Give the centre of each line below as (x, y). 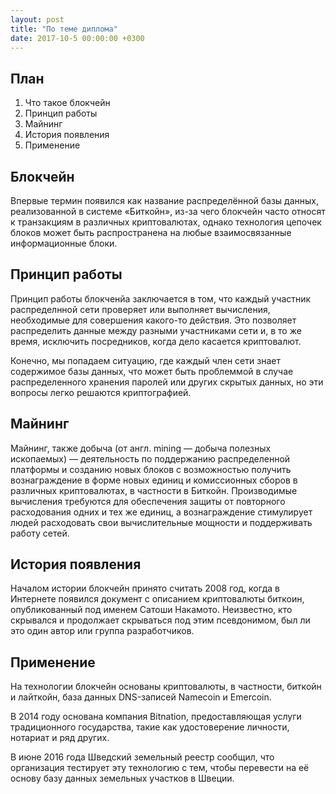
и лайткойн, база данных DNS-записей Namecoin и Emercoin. (141, 697)
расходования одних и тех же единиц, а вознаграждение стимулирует (161, 512)
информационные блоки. (64, 243)
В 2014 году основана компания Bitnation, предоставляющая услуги (156, 717)
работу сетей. (40, 533)
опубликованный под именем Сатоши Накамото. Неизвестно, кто (151, 610)
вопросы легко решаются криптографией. (101, 392)
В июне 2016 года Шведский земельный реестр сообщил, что (142, 757)
